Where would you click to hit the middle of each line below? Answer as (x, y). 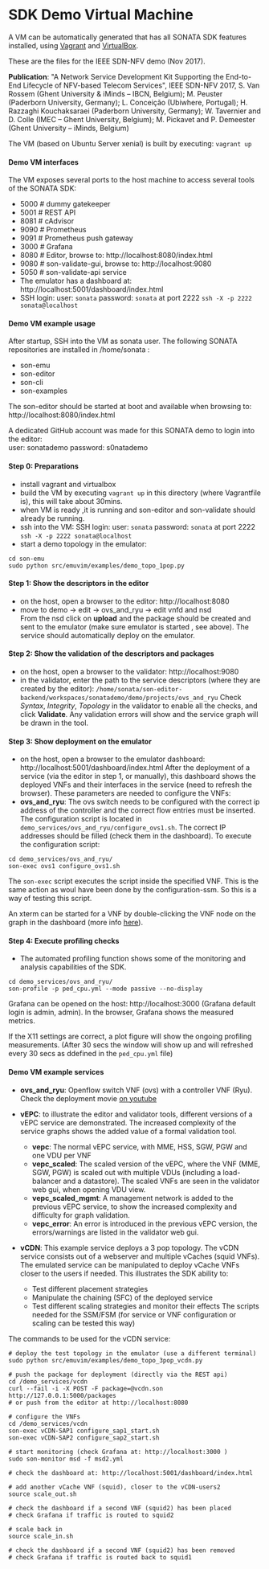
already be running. (52, 518)
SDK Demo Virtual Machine (101, 15)
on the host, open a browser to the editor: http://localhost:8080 (124, 601)
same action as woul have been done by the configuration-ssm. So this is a (132, 890)
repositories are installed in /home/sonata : (79, 350)
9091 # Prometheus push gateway (77, 238)
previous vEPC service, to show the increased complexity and (134, 1206)
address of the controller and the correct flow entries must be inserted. (137, 810)
